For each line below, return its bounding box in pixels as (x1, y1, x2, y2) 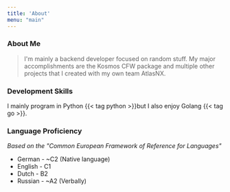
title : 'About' (7, 10, 51, 17)
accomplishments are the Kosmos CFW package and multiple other (23, 62, 215, 70)
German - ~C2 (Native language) (16, 155, 111, 163)
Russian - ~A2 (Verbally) (16, 177, 87, 185)
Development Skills (7, 86, 73, 96)
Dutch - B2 (16, 169, 48, 178)
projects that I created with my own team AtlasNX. (23, 69, 166, 77)
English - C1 (16, 163, 51, 171)
